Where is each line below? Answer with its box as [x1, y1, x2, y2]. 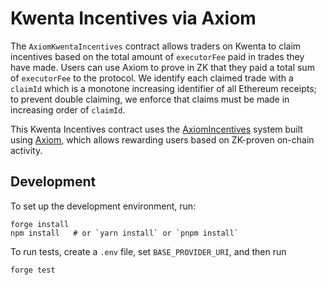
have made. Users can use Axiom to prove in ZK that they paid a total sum [10, 61, 315, 73]
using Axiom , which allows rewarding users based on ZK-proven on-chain [10, 133, 315, 146]
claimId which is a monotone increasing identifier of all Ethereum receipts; [10, 82, 317, 94]
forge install [10, 219, 70, 229]
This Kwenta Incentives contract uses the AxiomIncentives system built [10, 123, 303, 135]
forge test [10, 265, 56, 275]
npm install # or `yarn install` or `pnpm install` [10, 228, 240, 238]
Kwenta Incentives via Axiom [10, 7, 257, 30]
